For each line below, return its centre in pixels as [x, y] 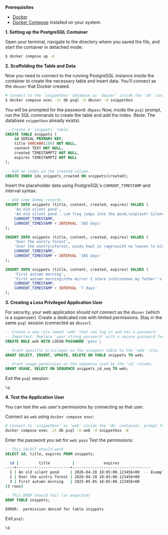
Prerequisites [19, 7]
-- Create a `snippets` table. [38, 129]
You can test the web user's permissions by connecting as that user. [74, 407]
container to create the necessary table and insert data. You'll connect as [81, 81]
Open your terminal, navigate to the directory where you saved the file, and [82, 42]
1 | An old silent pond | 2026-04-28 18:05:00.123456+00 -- [79, 472]
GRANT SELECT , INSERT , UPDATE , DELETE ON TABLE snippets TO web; [74, 355]
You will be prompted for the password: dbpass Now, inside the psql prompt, [83, 109]
